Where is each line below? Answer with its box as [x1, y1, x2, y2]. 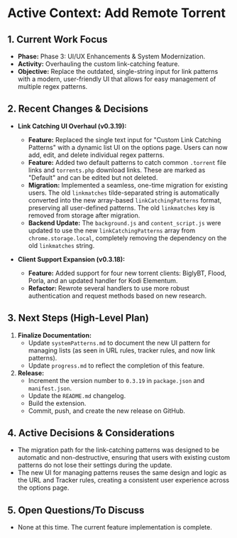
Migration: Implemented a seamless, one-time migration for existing [28, 181, 228, 189]
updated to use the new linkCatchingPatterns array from [28, 226, 196, 235]
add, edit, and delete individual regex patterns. [28, 151, 165, 159]
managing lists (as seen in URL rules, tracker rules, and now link [28, 346, 216, 355]
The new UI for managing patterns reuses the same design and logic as [17, 468, 227, 477]
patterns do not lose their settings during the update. [17, 461, 172, 470]
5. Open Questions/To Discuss [7, 504, 145, 516]
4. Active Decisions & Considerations [7, 427, 175, 439]
